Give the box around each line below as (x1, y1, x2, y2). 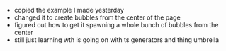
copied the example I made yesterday (13, 6, 124, 14)
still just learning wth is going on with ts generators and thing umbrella (13, 36, 220, 44)
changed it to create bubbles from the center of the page (13, 13, 181, 22)
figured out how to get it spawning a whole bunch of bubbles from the (13, 21, 219, 29)
